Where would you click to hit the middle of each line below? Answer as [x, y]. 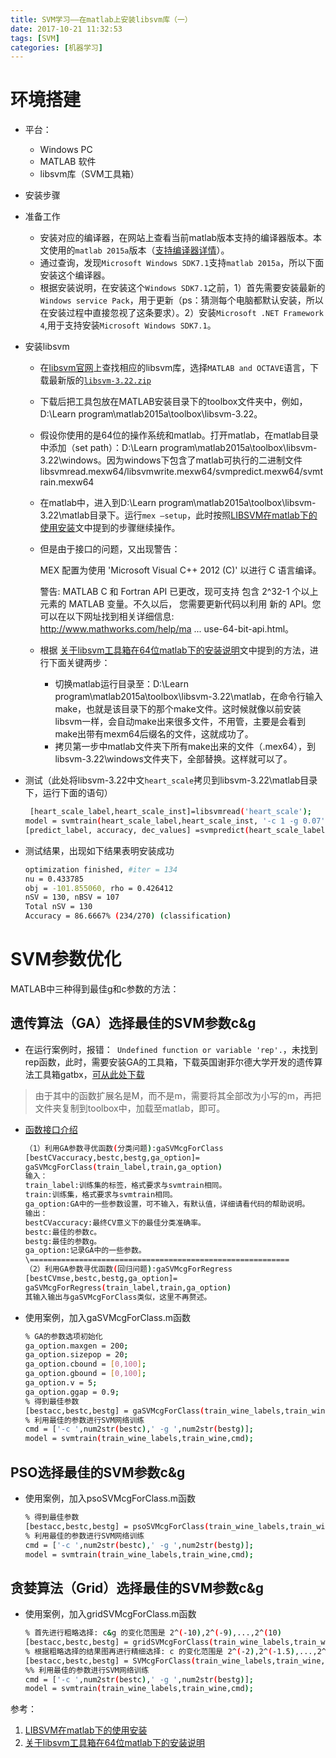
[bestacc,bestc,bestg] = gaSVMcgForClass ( [114, 1411]
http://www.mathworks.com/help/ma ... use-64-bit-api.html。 [167, 629]
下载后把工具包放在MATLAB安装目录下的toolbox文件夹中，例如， [173, 402]
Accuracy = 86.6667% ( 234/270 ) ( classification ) [128, 916]
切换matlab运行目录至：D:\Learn [121, 684]
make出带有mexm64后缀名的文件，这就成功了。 [154, 734]
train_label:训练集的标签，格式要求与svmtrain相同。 [125, 1186]
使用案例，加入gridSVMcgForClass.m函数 [110, 1614]
